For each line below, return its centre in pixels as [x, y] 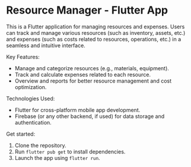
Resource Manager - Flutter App [87, 10]
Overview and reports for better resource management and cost [93, 81]
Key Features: [23, 57]
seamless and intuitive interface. [46, 45]
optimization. [31, 87]
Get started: [21, 134]
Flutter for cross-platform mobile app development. [77, 110]
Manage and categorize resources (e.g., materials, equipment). [92, 68]
